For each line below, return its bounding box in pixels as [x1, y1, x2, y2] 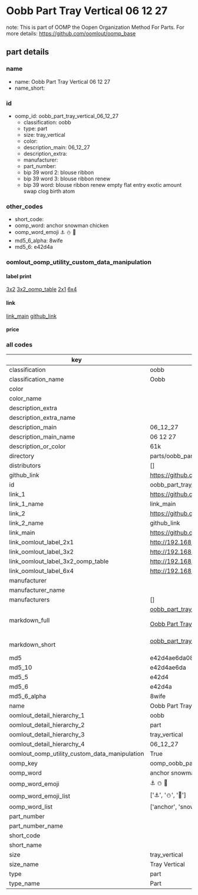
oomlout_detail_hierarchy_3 [9, 731, 85, 739]
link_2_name [9, 519, 44, 527]
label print [6, 272, 32, 279]
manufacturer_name [9, 586, 65, 594]
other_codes [6, 202, 43, 210]
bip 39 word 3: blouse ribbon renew [23, 175, 111, 182]
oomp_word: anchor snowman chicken [14, 222, 109, 229]
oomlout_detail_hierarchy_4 [9, 740, 85, 748]
